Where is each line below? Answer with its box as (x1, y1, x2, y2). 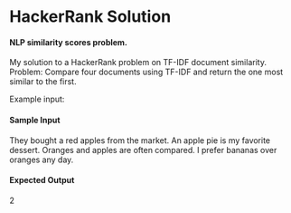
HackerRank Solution (9, 6, 172, 27)
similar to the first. (9, 76, 77, 87)
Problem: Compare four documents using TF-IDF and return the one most (9, 66, 284, 78)
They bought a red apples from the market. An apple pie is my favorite (9, 134, 271, 146)
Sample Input (9, 114, 61, 125)
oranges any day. (9, 154, 74, 165)
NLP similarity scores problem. (9, 36, 128, 47)
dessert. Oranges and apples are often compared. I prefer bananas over (9, 144, 277, 155)
